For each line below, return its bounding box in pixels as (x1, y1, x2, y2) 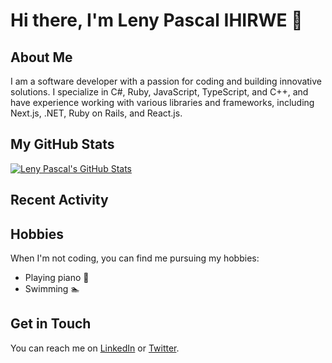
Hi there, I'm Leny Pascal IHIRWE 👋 (10, 9, 303, 32)
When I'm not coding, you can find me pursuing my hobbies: (10, 252, 260, 264)
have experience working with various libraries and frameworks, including (10, 97, 315, 108)
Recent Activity (10, 192, 109, 209)
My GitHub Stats (10, 136, 115, 153)
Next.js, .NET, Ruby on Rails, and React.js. (10, 107, 183, 119)
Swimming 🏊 (24, 283, 80, 295)
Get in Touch (10, 315, 92, 333)
